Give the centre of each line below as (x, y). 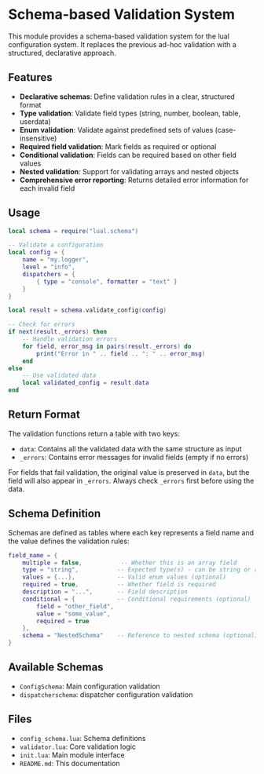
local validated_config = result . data (86, 383)
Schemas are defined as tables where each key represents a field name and (131, 532)
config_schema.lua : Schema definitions (82, 738)
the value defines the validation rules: (69, 541)
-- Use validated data (59, 376)
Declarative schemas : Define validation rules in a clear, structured (127, 97)
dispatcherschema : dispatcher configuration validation (106, 694)
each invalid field (47, 188)
